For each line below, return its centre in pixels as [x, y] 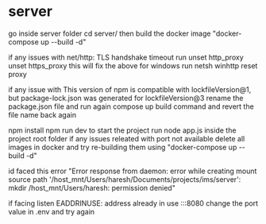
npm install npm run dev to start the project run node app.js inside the [122, 130]
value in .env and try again [52, 211]
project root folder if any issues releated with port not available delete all [127, 138]
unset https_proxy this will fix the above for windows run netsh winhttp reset [133, 65]
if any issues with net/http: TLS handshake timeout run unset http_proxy [126, 57]
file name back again [42, 114]
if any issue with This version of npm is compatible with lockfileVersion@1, [130, 89]
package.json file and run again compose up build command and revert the [131, 106]
